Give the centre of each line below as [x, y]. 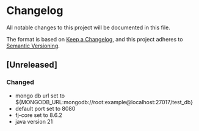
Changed [20, 82]
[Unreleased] [32, 65]
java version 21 [34, 121]
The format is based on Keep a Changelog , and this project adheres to [95, 39]
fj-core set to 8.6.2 [38, 115]
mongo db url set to [40, 96]
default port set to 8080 [45, 108]
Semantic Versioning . [33, 46]
